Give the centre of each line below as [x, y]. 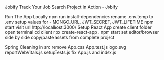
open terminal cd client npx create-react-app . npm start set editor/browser [82, 32]
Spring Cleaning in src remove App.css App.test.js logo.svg [66, 47]
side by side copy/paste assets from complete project [60, 37]
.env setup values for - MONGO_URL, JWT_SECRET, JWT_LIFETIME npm [79, 22]
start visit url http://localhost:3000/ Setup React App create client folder [79, 27]
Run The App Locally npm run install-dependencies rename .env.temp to [79, 16]
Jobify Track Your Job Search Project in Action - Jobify [61, 7]
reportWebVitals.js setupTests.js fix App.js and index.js [61, 52]
